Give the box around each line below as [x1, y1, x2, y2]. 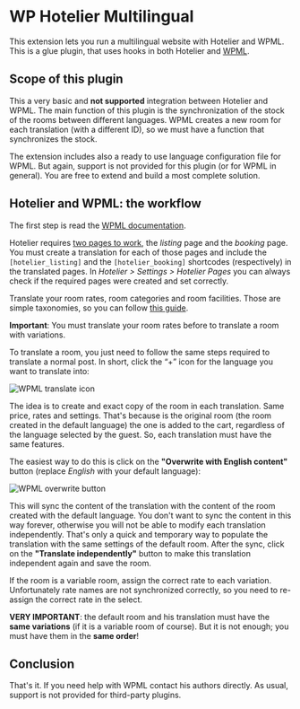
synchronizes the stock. [9, 133, 98, 144]
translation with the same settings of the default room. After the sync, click [9, 538, 285, 549]
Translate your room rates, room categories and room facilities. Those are [9, 293, 281, 303]
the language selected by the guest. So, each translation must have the [9, 429, 272, 440]
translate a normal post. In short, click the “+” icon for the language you [9, 356, 273, 367]
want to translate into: [9, 365, 90, 376]
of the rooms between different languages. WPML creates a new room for [9, 114, 282, 125]
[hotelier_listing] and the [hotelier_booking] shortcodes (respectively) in [9, 256, 292, 267]
